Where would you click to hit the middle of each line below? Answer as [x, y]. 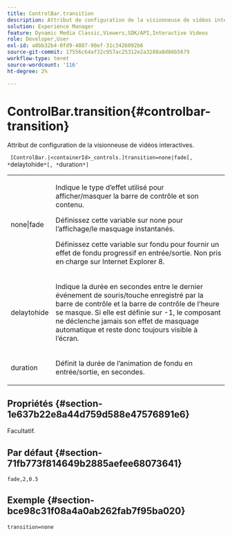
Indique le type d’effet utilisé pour [110, 188]
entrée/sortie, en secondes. [100, 372]
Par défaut [30, 453]
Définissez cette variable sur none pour [119, 220]
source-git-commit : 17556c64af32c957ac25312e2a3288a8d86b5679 [98, 52]
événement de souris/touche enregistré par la [129, 295]
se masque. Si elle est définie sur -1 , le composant [138, 312]
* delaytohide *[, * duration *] [48, 165]
